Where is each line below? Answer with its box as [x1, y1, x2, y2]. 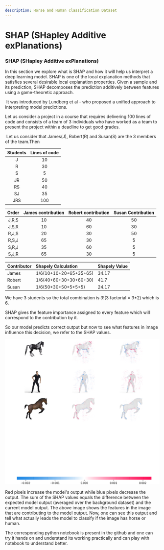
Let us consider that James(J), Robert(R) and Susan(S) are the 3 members [6, 134, 156, 140]
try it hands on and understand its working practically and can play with [5, 535, 149, 541]
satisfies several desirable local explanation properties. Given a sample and [5, 79, 157, 85]
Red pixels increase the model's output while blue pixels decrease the [5, 489, 146, 495]
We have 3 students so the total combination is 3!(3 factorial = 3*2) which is [5, 295, 159, 301]
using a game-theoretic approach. [5, 90, 74, 96]
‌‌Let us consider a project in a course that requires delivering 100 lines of [5, 114, 151, 120]
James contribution [23, 210, 65, 215]
